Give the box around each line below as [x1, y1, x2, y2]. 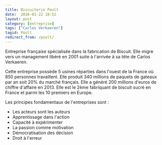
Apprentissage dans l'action [12, 114, 70, 120]
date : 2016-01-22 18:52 [5, 12, 56, 17]
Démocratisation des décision [12, 130, 73, 136]
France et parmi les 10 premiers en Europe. [5, 90, 93, 96]
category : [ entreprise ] [5, 21, 54, 26]
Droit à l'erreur [12, 135, 42, 141]
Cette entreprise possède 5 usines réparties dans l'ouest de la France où [5, 68, 154, 74]
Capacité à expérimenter [12, 119, 63, 125]
